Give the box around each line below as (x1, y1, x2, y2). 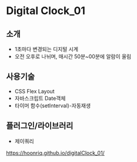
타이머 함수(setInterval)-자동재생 (14, 102, 91, 109)
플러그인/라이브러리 (6, 121, 73, 131)
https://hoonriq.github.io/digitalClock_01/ (6, 149, 105, 156)
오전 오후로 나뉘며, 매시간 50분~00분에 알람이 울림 (14, 53, 132, 60)
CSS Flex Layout (14, 87, 55, 95)
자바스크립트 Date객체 (14, 95, 66, 102)
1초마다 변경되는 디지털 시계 (14, 46, 78, 52)
